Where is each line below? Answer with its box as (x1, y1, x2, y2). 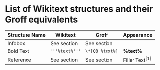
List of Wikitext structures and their (5, 3, 153, 15)
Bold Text (7, 47, 29, 54)
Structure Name (7, 31, 46, 38)
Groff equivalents (5, 14, 78, 25)
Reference (7, 56, 32, 63)
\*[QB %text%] (85, 48, 119, 54)
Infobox (7, 40, 26, 47)
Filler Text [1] (123, 55, 152, 64)
